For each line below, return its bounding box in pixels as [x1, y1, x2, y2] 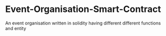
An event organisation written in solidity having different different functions [5, 20, 161, 26]
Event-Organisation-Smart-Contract [5, 3, 161, 15]
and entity [5, 25, 26, 31]
